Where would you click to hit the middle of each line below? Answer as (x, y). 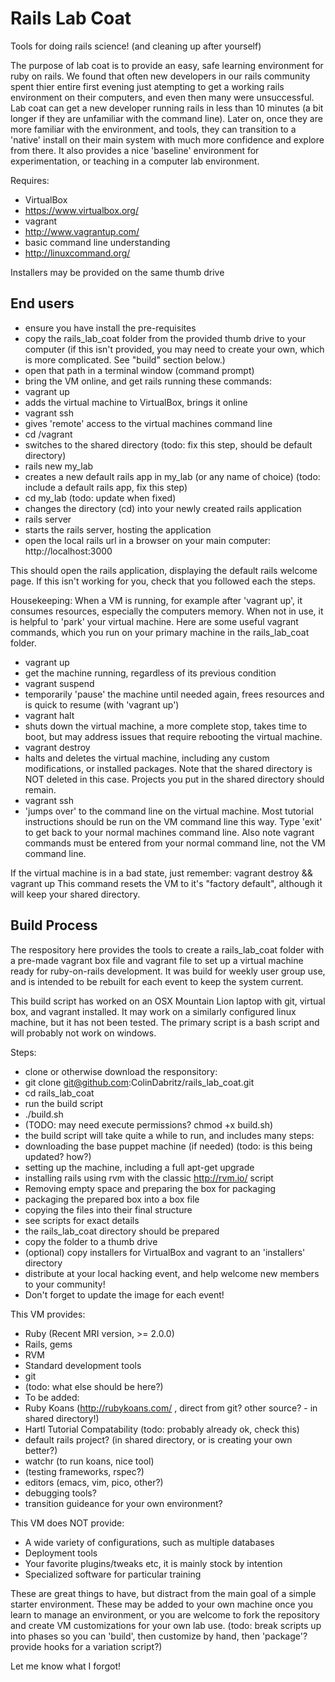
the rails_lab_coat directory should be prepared (122, 1231)
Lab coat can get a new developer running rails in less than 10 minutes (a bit (167, 108)
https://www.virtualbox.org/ (81, 210)
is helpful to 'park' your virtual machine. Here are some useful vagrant (154, 621)
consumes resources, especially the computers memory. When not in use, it (167, 611)
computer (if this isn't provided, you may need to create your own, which (174, 349)
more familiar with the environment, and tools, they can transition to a (153, 129)
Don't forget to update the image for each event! (124, 1294)
